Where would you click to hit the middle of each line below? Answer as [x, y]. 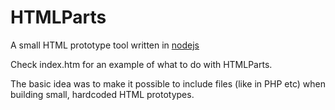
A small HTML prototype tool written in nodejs [105, 45]
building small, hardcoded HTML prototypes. [102, 94]
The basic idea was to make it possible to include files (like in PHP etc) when [168, 83]
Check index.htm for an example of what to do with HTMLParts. [141, 64]
